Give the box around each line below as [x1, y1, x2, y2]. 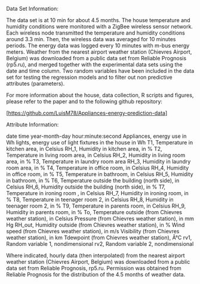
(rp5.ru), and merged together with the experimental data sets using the [6, 61, 183, 68]
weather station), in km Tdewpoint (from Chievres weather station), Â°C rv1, [6, 234, 192, 241]
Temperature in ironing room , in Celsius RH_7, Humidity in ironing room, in [6, 190, 189, 196]
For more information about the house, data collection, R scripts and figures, [6, 92, 194, 98]
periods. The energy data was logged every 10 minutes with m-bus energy [6, 42, 190, 49]
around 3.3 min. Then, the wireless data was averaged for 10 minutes [6, 36, 176, 42]
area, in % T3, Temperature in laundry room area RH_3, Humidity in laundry [6, 158, 191, 165]
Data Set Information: [6, 5, 59, 12]
